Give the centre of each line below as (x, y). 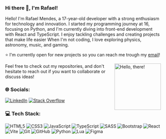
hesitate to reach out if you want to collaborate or (55, 72)
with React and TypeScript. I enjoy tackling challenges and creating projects (83, 35)
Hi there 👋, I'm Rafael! (32, 8)
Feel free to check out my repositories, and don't (55, 66)
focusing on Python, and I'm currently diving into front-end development (79, 29)
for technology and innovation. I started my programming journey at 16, (77, 24)
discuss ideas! (20, 77)
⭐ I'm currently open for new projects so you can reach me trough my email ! (83, 55)
